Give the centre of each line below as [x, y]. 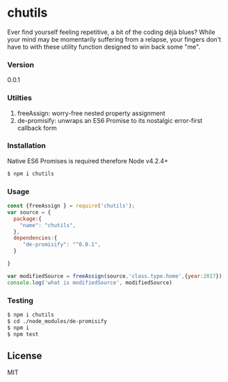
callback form [37, 128]
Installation [27, 146]
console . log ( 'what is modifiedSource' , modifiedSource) [90, 283]
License [25, 356]
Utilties [20, 98]
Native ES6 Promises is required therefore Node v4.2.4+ [88, 160]
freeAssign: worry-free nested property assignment [91, 113]
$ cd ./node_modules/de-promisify [57, 321]
